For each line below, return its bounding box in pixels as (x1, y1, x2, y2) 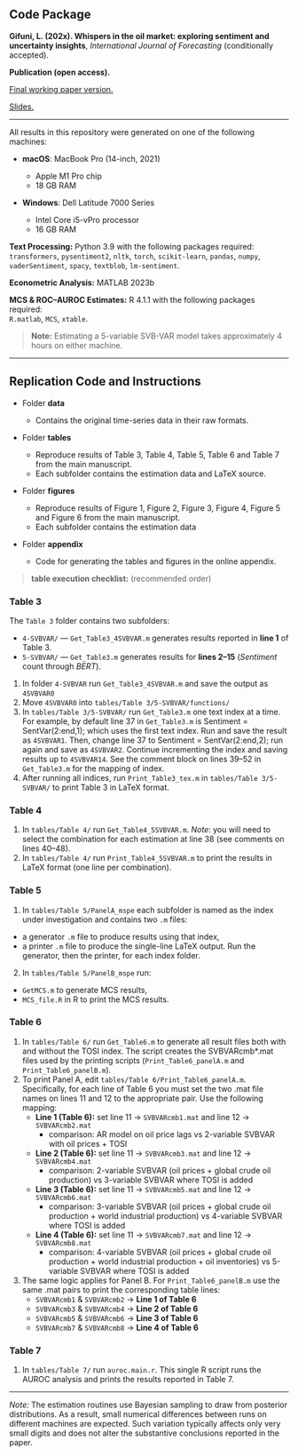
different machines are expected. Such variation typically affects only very (9, 1419, 281, 1429)
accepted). (9, 49, 49, 60)
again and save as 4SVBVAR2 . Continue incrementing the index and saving (21, 744, 288, 754)
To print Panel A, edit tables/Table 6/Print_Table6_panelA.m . (21, 1074, 247, 1085)
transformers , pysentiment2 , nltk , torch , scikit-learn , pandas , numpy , (9, 251, 261, 261)
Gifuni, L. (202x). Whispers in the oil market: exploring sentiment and (9, 30, 270, 41)
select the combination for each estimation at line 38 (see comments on (21, 834, 285, 845)
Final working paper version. (9, 84, 114, 94)
